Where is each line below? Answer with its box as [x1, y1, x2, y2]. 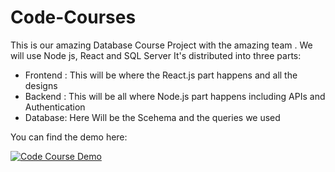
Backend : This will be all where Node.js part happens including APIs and [24, 90, 326, 102]
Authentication [24, 101, 86, 113]
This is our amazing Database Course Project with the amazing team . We [10, 39, 313, 51]
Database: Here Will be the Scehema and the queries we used [24, 111, 281, 123]
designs [24, 79, 58, 91]
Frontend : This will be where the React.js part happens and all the [24, 69, 298, 81]
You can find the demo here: [10, 131, 128, 143]
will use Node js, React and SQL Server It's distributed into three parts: [10, 49, 302, 61]
